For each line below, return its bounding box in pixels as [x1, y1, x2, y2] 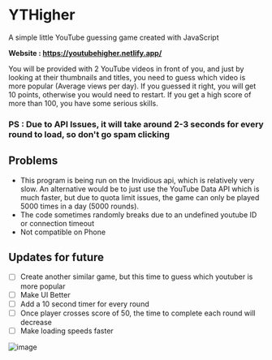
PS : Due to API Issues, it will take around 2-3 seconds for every [8, 118, 264, 130]
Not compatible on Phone [19, 227, 106, 237]
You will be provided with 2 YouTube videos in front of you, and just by [8, 63, 244, 74]
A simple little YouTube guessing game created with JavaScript [8, 32, 219, 42]
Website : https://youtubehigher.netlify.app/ [8, 48, 162, 58]
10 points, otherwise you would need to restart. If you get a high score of [8, 89, 252, 99]
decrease [19, 317, 53, 327]
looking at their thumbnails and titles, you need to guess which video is [8, 72, 246, 82]
